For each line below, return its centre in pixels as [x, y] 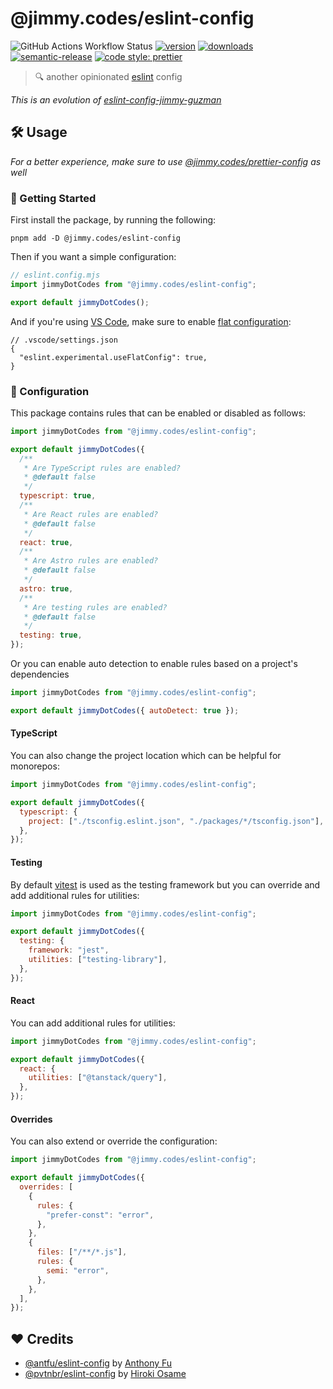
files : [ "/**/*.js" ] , [82, 1252]
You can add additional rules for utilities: [93, 1023]
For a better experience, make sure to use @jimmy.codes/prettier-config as [166, 161]
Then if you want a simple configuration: [93, 257]
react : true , [46, 542]
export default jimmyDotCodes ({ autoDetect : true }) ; [125, 710]
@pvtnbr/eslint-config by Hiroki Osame [105, 1374]
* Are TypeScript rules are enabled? [102, 468]
